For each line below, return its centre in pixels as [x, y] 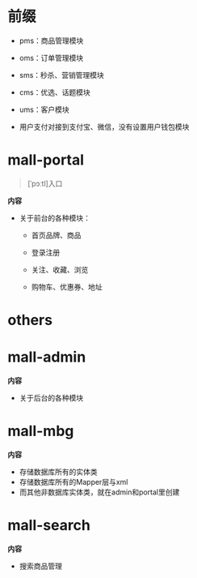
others [30, 320]
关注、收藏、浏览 [60, 269]
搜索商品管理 [40, 566]
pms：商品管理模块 [51, 41]
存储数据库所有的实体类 [58, 472]
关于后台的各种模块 [51, 398]
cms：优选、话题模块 [54, 92]
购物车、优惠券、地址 [67, 287]
